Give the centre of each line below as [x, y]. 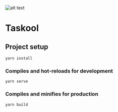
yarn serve [17, 81]
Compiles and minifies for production [52, 94]
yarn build [17, 104]
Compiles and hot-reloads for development [59, 71]
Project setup [27, 47]
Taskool [22, 28]
